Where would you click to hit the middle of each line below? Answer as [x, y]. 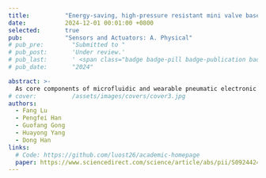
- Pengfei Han [38, 118]
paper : [26, 162]
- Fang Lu [31, 111]
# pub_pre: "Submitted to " [67, 45]
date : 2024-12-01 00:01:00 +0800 [81, 23]
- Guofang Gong [40, 126]
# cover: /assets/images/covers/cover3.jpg [97, 96]
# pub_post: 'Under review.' [67, 52]
